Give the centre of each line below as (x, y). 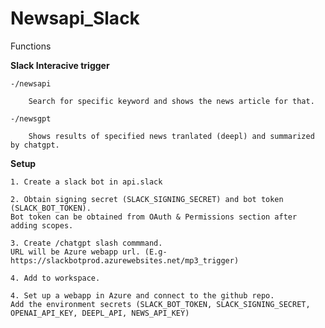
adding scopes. (42, 225)
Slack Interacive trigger (60, 65)
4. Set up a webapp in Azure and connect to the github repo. (142, 295)
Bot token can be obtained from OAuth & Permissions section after (154, 217)
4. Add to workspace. (55, 278)
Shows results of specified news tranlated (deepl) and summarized (171, 136)
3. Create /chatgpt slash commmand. (86, 243)
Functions (31, 46)
